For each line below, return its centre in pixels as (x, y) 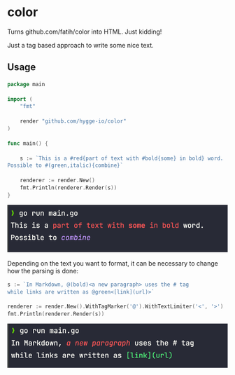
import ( (20, 99)
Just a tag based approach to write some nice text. (80, 45)
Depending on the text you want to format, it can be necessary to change (113, 263)
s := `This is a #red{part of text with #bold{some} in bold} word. (122, 158)
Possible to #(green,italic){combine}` (65, 165)
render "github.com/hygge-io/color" (73, 121)
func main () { (28, 143)
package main (26, 84)
